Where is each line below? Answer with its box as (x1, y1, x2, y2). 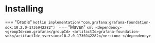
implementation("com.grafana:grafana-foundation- (48, 20, 151, 25)
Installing (5, 3, 44, 14)
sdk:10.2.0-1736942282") (5, 25, 55, 30)
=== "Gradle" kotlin (5, 19, 47, 25)
